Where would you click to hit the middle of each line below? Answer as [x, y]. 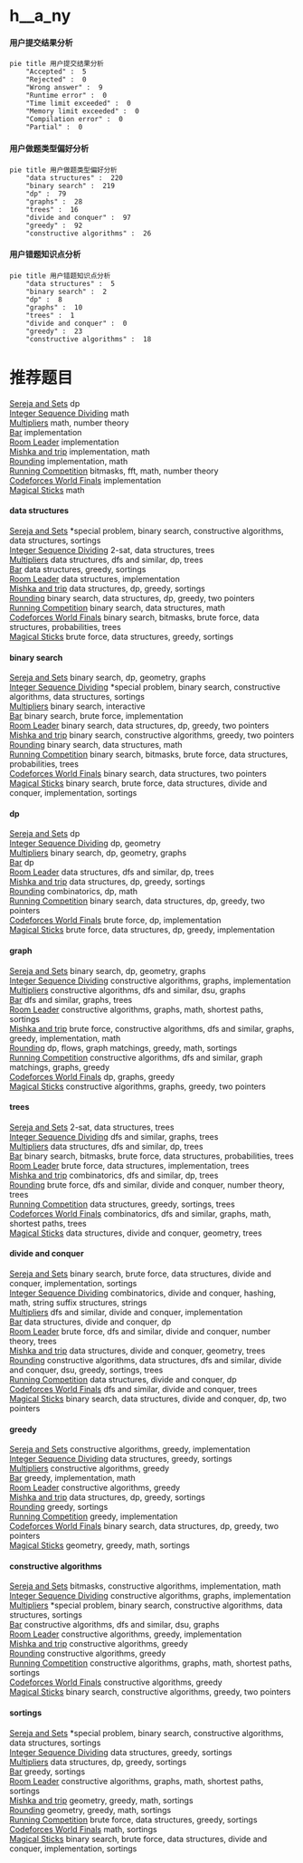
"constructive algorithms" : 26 [89, 233]
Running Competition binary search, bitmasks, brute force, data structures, [149, 755]
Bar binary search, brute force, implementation [96, 716]
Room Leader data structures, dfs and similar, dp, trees [112, 872]
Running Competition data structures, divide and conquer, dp [123, 1379]
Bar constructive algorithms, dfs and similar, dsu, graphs [114, 1625]
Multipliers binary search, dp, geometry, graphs [98, 853]
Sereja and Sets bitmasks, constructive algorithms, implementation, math [146, 1586]
